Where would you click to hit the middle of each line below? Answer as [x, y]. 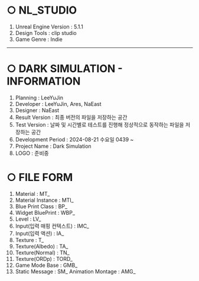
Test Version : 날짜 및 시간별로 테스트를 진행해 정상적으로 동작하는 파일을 [99, 124]
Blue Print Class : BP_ [41, 206]
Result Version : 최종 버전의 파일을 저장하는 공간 [71, 117]
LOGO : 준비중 [32, 153]
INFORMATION [44, 81]
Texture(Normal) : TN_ [42, 253]
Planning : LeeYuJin [39, 98]
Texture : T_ [30, 240]
